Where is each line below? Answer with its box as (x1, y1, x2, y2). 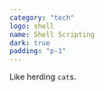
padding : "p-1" (9, 47, 67, 56)
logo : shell (9, 22, 54, 31)
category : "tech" (9, 13, 75, 23)
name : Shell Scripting (9, 30, 95, 39)
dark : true (9, 38, 51, 48)
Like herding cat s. (9, 71, 77, 82)
